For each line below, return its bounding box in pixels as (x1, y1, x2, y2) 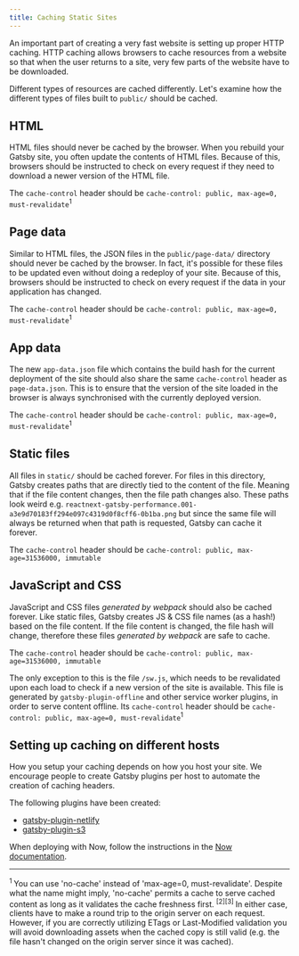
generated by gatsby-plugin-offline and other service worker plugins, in (9, 691, 279, 702)
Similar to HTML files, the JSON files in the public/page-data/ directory (9, 248, 271, 259)
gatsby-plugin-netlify (21, 815, 100, 826)
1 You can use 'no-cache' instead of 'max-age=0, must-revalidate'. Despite (9, 877, 283, 888)
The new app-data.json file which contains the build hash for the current (9, 364, 276, 375)
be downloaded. (9, 66, 69, 77)
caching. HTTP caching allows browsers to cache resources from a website (9, 46, 287, 58)
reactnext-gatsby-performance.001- (65, 500, 198, 509)
